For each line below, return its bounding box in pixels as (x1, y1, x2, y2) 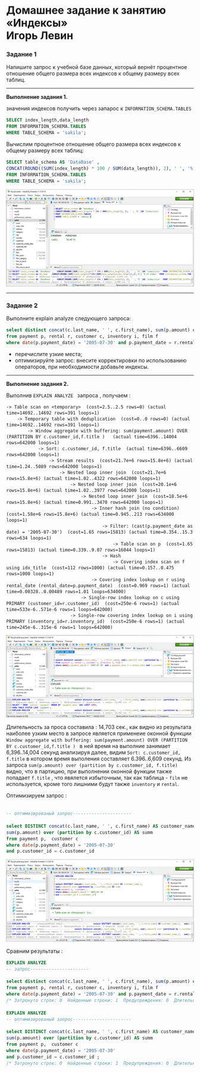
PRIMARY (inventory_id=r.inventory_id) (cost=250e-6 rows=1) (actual (6, 618, 185, 624)
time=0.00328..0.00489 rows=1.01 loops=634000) (6, 588, 127, 594)
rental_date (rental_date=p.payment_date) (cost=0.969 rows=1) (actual (6, 582, 190, 588)
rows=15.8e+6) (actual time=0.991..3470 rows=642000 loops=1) (6, 499, 164, 505)
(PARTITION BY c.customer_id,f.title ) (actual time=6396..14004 (6, 434, 177, 440)
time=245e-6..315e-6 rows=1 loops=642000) (6, 624, 113, 630)
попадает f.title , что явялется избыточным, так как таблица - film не (6, 774, 188, 781)
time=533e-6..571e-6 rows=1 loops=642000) (6, 606, 113, 612)
